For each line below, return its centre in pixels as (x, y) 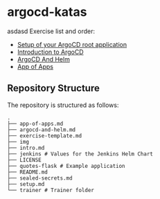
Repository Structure (54, 88)
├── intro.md (26, 148)
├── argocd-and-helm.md (42, 130)
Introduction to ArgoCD (51, 52)
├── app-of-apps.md (35, 124)
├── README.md (28, 172)
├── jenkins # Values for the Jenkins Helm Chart (80, 154)
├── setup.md (26, 184)
